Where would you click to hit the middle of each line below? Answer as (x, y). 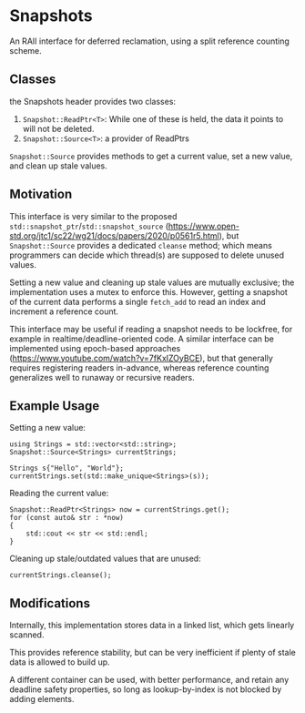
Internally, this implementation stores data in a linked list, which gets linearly (152, 626)
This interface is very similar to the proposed (93, 216)
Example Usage (55, 406)
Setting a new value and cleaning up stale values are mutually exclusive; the (152, 282)
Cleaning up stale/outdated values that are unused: (106, 559)
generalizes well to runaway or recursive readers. (102, 377)
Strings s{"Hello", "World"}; (67, 469)
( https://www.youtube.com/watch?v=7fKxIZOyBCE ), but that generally (141, 358)
